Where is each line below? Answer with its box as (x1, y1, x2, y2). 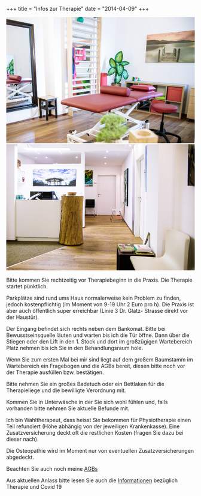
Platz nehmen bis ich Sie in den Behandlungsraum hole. (6, 345, 144, 352)
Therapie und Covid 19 (6, 483, 62, 491)
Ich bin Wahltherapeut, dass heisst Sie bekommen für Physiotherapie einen (6, 417, 191, 424)
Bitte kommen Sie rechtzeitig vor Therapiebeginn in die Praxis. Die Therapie (6, 276, 193, 284)
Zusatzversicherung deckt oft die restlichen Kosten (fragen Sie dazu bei (6, 429, 184, 437)
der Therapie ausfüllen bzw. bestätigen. (6, 369, 104, 376)
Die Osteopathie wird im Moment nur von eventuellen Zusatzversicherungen (6, 447, 194, 455)
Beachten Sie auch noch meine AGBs (6, 465, 98, 473)
